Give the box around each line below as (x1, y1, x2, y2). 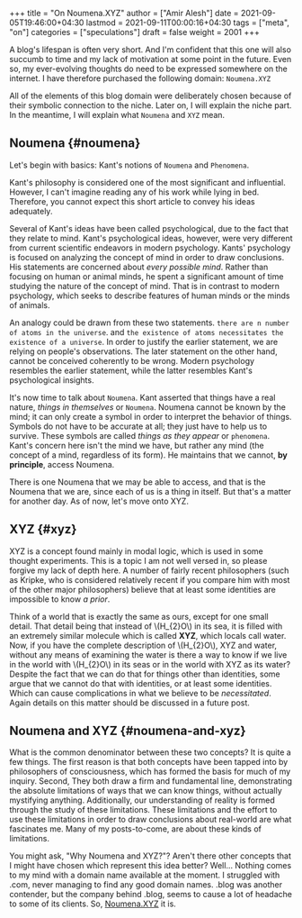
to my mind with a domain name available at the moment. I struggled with (9, 869, 280, 881)
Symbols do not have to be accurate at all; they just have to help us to (9, 421, 268, 432)
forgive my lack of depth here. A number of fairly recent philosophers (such (9, 565, 289, 576)
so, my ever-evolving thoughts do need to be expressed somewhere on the (9, 63, 288, 74)
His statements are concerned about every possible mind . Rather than (9, 261, 269, 272)
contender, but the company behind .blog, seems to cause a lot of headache (9, 889, 292, 900)
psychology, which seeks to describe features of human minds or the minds (9, 290, 290, 301)
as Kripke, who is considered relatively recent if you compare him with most (9, 574, 290, 585)
